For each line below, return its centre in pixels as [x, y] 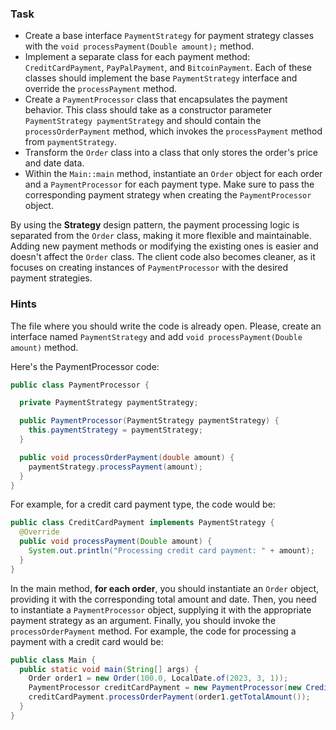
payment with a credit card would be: [87, 641]
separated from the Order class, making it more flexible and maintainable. [161, 236]
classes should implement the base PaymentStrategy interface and [161, 78]
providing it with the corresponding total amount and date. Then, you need [163, 599]
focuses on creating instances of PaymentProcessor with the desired [149, 268]
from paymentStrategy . [71, 142]
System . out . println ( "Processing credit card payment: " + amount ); [171, 551]
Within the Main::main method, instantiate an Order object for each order [173, 174]
